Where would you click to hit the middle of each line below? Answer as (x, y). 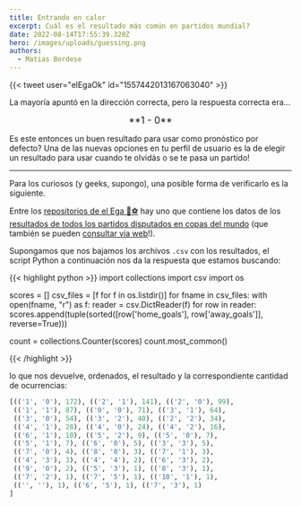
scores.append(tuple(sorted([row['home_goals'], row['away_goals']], (136, 314)
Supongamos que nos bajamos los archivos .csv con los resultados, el (139, 251)
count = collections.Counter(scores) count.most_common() (119, 341)
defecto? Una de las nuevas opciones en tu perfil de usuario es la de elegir (147, 148)
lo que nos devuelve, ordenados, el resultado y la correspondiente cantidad (149, 376)
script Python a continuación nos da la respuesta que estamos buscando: (145, 260)
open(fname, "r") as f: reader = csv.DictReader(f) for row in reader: (133, 305)
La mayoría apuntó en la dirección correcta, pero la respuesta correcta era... (150, 102)
